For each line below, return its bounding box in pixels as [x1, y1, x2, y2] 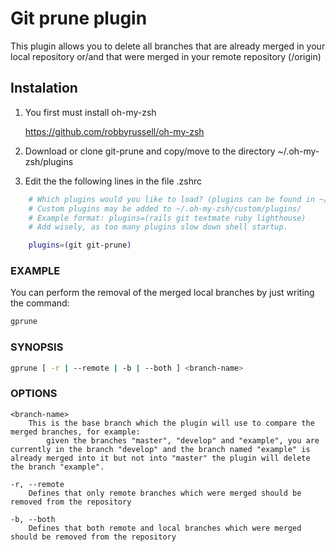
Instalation [10, 80, 78, 97]
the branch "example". [10, 462, 105, 472]
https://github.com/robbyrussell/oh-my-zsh [24, 125, 205, 137]
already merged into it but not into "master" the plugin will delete [10, 453, 311, 463]
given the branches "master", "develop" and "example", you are [46, 435, 320, 446]
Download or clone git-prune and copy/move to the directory [24, 145, 276, 157]
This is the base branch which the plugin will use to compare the [28, 418, 315, 428]
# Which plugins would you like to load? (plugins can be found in [28, 194, 315, 204]
